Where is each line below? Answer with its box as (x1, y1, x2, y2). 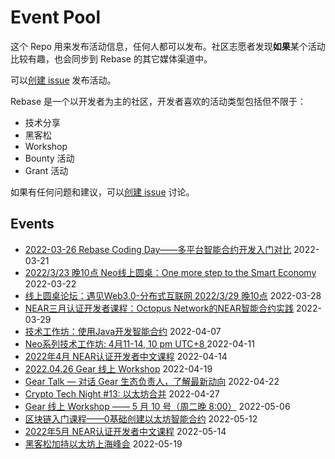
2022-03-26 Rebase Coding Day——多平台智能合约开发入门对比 (24, 243, 292, 255)
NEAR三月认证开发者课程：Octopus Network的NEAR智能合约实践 (24, 302, 295, 314)
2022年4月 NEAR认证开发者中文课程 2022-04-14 (24, 350, 228, 362)
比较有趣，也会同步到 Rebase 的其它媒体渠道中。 (10, 52, 213, 65)
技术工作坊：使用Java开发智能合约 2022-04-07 (24, 325, 222, 337)
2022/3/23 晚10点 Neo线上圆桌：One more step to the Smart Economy (24, 266, 317, 278)
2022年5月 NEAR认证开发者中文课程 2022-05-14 (24, 425, 227, 437)
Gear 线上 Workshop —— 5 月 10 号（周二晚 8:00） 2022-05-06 (24, 400, 291, 412)
